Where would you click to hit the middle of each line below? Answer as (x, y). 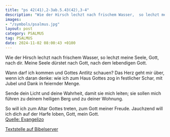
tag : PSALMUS (19, 39)
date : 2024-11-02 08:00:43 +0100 (40, 43)
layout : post (19, 29)
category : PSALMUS (25, 33)
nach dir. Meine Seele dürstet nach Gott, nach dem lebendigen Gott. (76, 63)
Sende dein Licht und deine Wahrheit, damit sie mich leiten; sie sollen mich (83, 93)
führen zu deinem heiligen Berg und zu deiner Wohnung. (64, 98)
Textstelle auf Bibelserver (32, 129)
